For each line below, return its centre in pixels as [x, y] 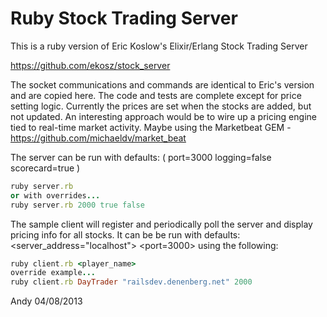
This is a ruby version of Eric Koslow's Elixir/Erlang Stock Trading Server [159, 46]
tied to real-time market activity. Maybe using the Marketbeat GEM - [151, 127]
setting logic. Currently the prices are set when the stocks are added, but [161, 106]
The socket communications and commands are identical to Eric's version [162, 84]
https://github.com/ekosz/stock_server [90, 65]
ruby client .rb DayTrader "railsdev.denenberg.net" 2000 [131, 282]
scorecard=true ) [45, 168]
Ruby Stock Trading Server [124, 18]
